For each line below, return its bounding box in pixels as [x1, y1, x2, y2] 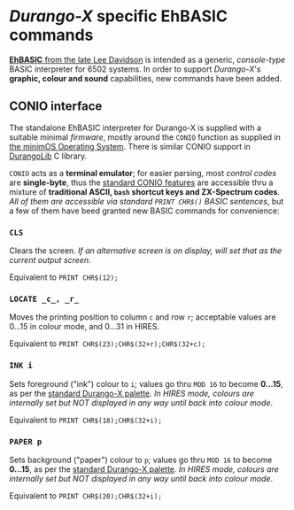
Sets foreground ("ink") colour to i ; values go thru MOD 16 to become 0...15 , [9, 378, 283, 389]
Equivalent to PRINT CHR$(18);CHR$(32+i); [9, 414, 162, 425]
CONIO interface [9, 99, 103, 114]
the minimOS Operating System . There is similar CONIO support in [9, 141, 251, 151]
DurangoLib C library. [9, 151, 88, 161]
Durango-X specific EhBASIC [9, 6, 228, 27]
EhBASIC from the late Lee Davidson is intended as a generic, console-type [9, 54, 286, 65]
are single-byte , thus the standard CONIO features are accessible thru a [9, 177, 274, 188]
